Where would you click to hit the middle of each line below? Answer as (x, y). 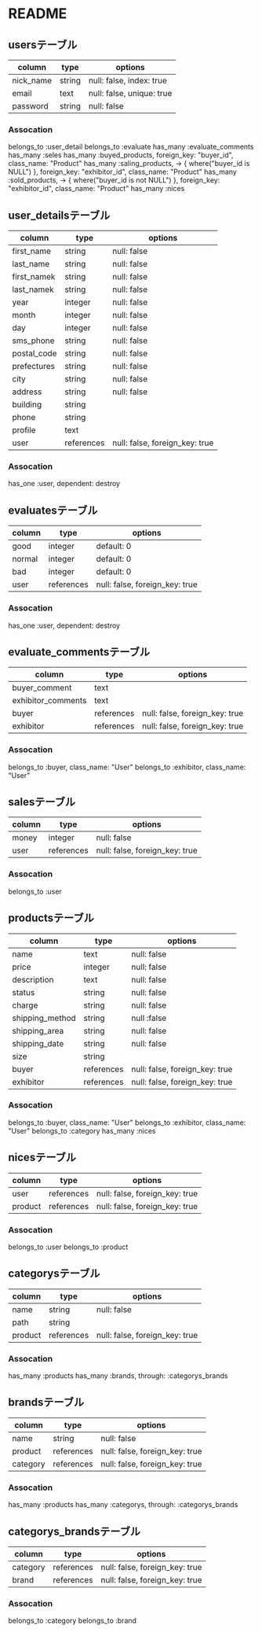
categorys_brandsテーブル (75, 1531)
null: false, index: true (127, 81)
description (33, 979)
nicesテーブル (42, 1157)
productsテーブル (51, 918)
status (24, 992)
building (27, 404)
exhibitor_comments (49, 701)
